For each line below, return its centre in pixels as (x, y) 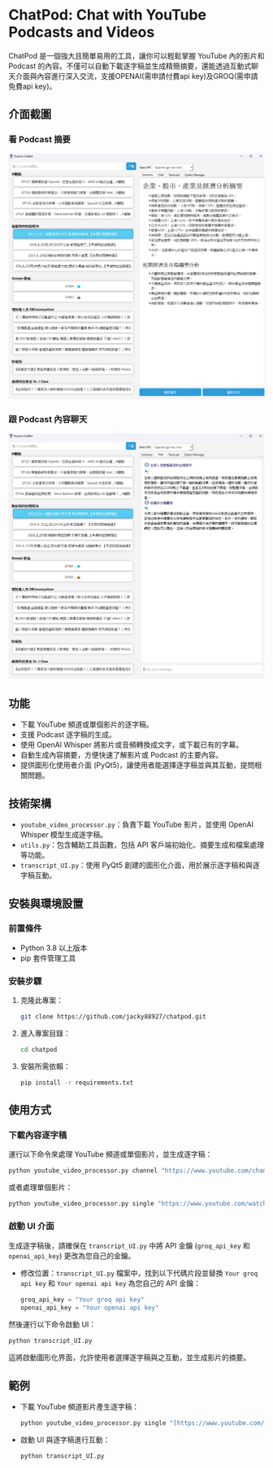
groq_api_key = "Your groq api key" (82, 1299)
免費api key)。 (32, 86)
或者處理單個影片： (41, 1188)
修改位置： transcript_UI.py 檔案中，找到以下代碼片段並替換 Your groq (139, 1273)
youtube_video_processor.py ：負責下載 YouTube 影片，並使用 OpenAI (137, 825)
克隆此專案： (41, 1001)
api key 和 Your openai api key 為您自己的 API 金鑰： (110, 1283)
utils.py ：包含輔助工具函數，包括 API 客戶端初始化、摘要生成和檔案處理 (142, 845)
